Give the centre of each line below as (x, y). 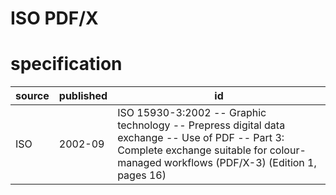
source (32, 96)
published (83, 96)
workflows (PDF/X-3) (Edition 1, (240, 163)
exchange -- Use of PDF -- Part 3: (201, 138)
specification (66, 64)
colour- (288, 150)
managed (139, 163)
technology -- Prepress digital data (201, 125)
